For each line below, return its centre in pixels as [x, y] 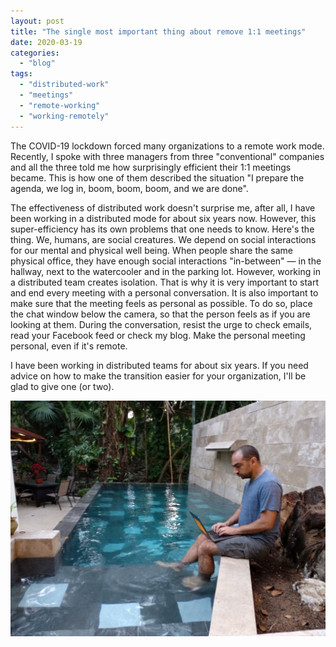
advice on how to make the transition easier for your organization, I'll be [158, 376]
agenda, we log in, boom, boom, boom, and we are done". [129, 188]
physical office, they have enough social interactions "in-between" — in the [166, 261]
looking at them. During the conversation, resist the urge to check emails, [161, 324]
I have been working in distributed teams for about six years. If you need [159, 365]
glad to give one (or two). [62, 386]
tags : [21, 74]
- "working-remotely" [64, 116]
